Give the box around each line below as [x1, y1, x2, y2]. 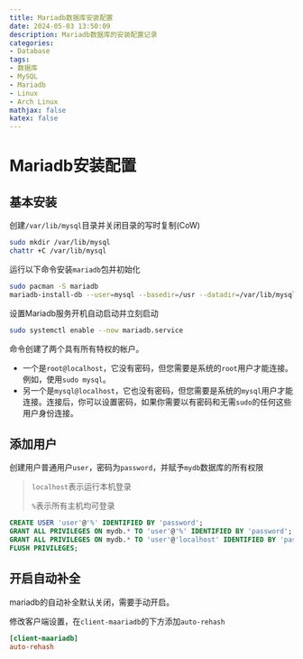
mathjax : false [9, 106, 67, 115]
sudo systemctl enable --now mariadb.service [9, 326, 183, 335]
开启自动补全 [9, 571, 81, 587]
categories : [9, 38, 54, 48]
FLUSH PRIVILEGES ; [9, 543, 78, 552]
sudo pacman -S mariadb [9, 282, 99, 291]
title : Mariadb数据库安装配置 [9, 13, 114, 23]
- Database [9, 47, 50, 56]
